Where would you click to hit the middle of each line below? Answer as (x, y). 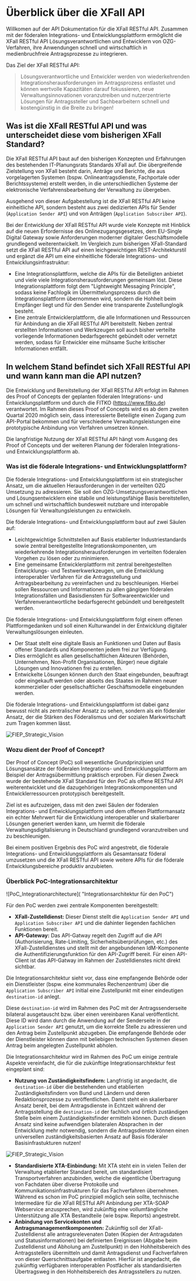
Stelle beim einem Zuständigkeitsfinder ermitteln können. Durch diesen (100, 1118)
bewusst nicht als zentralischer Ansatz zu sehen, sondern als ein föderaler (96, 710)
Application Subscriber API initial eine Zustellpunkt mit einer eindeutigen (95, 991)
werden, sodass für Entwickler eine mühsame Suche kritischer (90, 342)
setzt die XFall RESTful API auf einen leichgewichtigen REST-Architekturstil (96, 250)
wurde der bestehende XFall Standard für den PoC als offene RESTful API (94, 781)
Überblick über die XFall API (75, 13)
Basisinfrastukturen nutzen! (48, 1143)
